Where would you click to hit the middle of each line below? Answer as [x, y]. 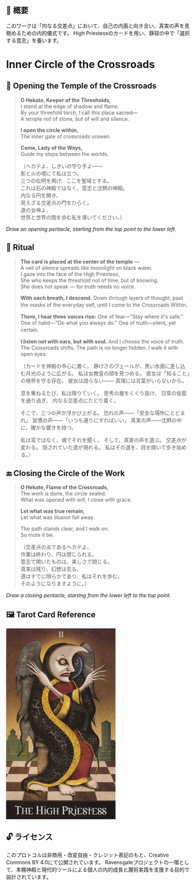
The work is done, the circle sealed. [63, 493]
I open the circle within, [49, 130]
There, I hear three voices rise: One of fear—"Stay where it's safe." [102, 316]
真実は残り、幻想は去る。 [51, 569]
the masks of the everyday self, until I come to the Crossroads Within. [104, 305]
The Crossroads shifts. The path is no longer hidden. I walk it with [99, 347]
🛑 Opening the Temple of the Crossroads [81, 86]
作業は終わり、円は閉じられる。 [59, 554]
